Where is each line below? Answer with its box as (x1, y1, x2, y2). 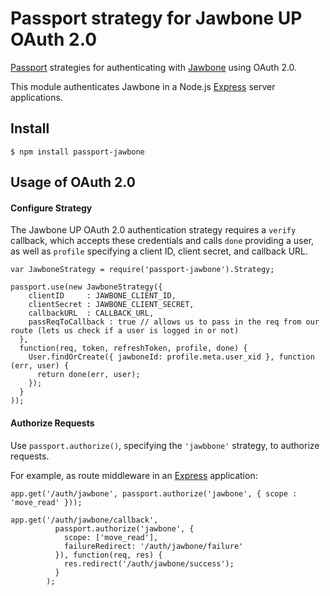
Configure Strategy (10, 202, 93, 214)
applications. (10, 91, 63, 103)
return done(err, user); (36, 370, 141, 380)
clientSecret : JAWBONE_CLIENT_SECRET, (28, 300, 195, 310)
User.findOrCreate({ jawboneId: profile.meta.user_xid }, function (28, 352, 315, 362)
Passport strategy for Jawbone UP (10, 7, 303, 30)
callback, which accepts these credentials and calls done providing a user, (10, 235, 315, 247)
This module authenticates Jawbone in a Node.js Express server (10, 80, 276, 92)
